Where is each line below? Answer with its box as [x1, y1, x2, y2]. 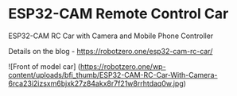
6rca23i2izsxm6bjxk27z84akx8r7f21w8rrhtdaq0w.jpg [8, 79, 185, 88]
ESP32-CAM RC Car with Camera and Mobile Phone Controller [8, 31, 214, 40]
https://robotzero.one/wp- [80, 61, 166, 71]
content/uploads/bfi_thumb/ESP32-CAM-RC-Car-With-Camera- [8, 70, 218, 79]
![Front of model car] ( [8, 61, 81, 71]
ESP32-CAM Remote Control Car [8, 5, 229, 23]
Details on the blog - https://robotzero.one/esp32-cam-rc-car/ [8, 46, 213, 56]
